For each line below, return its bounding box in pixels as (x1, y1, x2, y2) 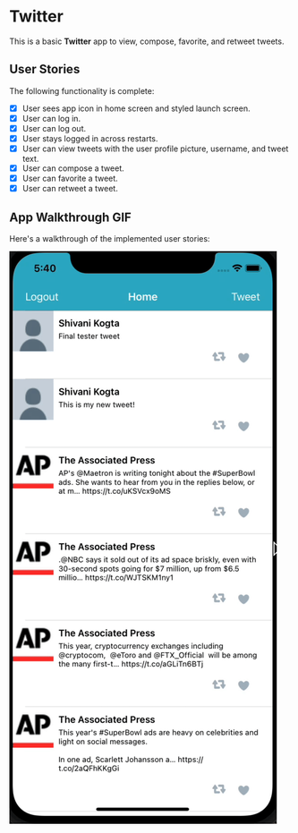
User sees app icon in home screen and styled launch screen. (21, 103, 251, 114)
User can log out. (21, 123, 87, 133)
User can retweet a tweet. (21, 183, 118, 194)
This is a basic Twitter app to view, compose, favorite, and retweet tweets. (9, 36, 285, 47)
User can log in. (21, 113, 81, 123)
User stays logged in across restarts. (21, 132, 158, 144)
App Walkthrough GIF (9, 209, 132, 225)
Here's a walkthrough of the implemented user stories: (9, 234, 210, 244)
